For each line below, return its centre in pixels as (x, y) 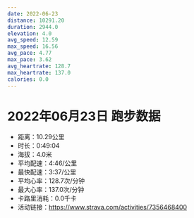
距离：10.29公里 (41, 137)
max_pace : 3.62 (30, 60)
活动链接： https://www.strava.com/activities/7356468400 (102, 207)
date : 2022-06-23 (33, 14)
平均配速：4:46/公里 (47, 163)
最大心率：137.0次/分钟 (51, 190)
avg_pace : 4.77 (30, 53)
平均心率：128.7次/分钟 (51, 181)
